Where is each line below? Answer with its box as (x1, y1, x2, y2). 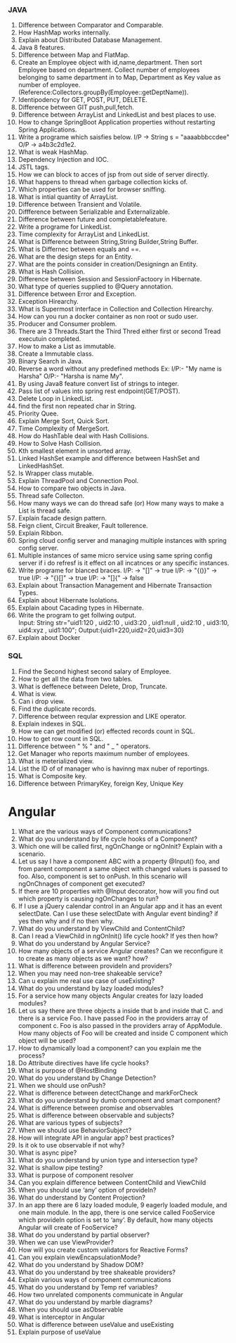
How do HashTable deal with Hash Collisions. (18, 432, 150, 440)
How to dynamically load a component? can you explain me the (18, 1043, 202, 1052)
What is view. (18, 689, 57, 698)
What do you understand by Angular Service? (18, 939, 150, 947)
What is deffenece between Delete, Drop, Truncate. (18, 682, 168, 690)
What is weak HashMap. (18, 148, 88, 156)
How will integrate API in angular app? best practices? (18, 1133, 175, 1142)
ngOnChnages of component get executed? (18, 879, 145, 887)
